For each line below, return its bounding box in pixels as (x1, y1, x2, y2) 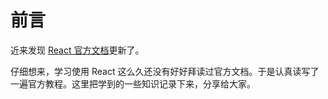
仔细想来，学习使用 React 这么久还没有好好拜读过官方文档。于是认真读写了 (10, 65, 320, 77)
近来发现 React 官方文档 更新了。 (10, 44, 145, 56)
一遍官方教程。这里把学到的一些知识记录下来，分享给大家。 (10, 77, 256, 90)
